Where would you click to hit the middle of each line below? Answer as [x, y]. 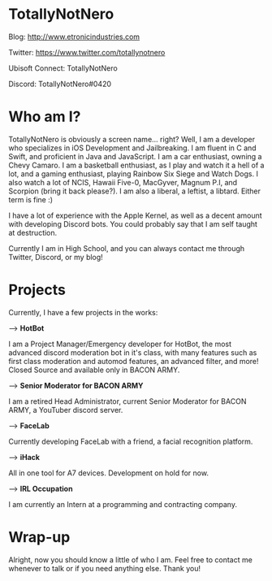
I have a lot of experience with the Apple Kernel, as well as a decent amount [135, 215]
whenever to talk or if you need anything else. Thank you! [105, 568]
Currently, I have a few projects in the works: [83, 312]
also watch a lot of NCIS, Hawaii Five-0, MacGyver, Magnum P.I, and [123, 182]
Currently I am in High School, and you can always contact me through [127, 248]
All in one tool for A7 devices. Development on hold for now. [109, 473]
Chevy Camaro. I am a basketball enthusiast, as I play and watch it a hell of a [136, 165]
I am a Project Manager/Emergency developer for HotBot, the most [120, 344]
